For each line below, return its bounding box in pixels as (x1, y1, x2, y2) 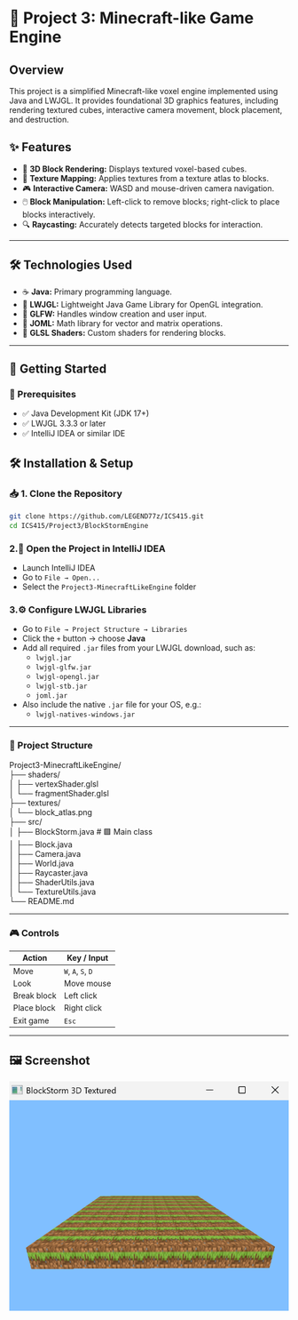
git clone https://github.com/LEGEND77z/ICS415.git (9, 512, 204, 521)
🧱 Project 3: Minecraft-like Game (9, 8, 255, 28)
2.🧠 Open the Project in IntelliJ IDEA (9, 542, 166, 555)
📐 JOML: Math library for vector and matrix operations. (21, 317, 223, 328)
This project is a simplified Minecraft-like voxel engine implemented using (9, 86, 278, 96)
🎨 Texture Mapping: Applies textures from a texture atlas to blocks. (21, 172, 269, 183)
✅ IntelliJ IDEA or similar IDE (21, 428, 126, 439)
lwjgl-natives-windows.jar (35, 710, 136, 719)
